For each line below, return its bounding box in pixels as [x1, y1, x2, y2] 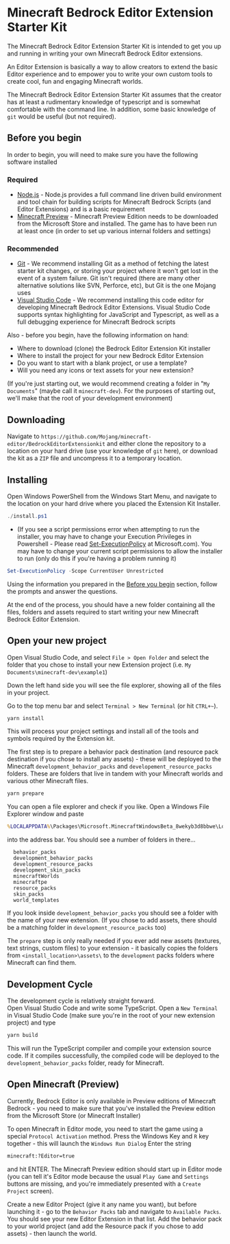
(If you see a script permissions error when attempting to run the [16, 525, 200, 533]
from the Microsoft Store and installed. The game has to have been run [16, 219, 217, 228]
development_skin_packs [13, 867, 81, 874]
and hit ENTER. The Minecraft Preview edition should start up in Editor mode [7, 1164, 222, 1173]
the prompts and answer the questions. [7, 587, 118, 595]
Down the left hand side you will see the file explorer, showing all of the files [7, 681, 221, 689]
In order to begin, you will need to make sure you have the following [7, 150, 199, 158]
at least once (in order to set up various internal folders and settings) [16, 227, 211, 235]
